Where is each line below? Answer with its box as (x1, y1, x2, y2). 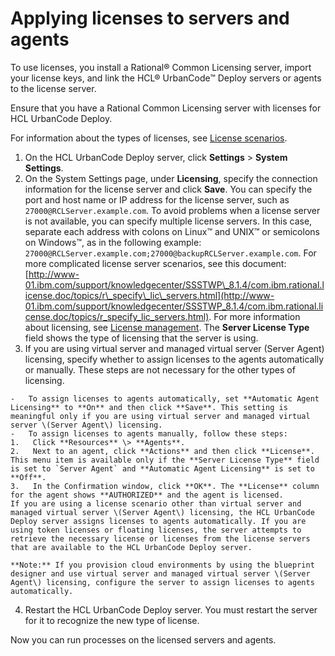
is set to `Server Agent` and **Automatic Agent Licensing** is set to (10, 463, 315, 474)
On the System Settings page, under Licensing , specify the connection (24, 172, 318, 184)
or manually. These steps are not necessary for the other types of (24, 363, 296, 376)
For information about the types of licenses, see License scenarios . (10, 132, 288, 144)
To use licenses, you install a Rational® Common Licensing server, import (10, 61, 312, 73)
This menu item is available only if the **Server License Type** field (10, 455, 320, 465)
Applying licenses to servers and (10, 7, 290, 30)
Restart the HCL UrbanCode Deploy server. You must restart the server (24, 603, 318, 616)
